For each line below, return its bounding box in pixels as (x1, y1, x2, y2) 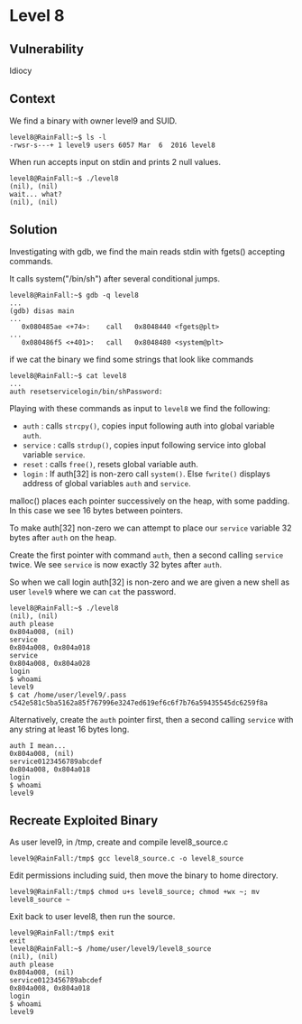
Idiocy (9, 65, 32, 76)
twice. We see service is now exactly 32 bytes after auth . (9, 558, 223, 569)
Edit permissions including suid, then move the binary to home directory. (9, 870, 279, 881)
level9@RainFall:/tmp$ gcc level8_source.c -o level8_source (9, 854, 244, 863)
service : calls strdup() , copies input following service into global (22, 439, 266, 450)
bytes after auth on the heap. (9, 531, 117, 542)
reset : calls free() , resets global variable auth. (22, 458, 198, 469)
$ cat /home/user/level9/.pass (9, 690, 127, 699)
